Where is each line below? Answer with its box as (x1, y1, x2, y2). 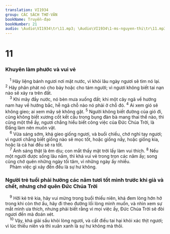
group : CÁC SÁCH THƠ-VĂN (5, 12, 58, 17)
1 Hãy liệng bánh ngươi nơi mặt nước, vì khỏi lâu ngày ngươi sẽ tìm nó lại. (10, 77, 160, 84)
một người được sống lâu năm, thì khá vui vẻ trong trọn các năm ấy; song (5, 153, 158, 159)
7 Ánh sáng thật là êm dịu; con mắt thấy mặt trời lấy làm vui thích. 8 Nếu (10, 147, 158, 154)
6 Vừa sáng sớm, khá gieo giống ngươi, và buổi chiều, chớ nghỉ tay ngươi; (10, 130, 162, 137)
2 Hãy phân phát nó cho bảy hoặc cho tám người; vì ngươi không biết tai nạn (5, 84, 164, 90)
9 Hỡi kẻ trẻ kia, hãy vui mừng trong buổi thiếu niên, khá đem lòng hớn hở (10, 194, 162, 201)
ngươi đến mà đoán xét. (5, 211, 55, 217)
